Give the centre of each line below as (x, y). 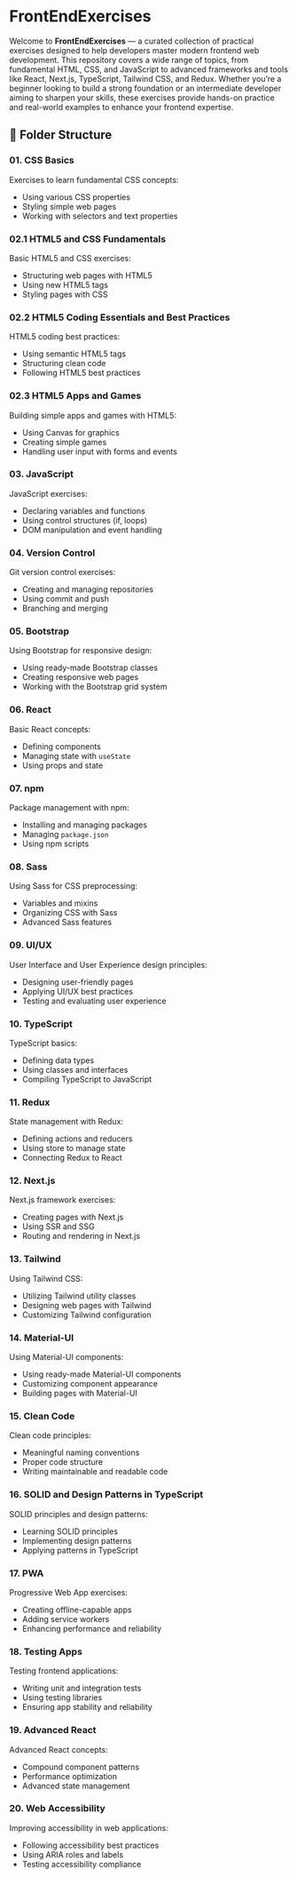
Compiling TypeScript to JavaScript (87, 1079)
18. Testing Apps (46, 1651)
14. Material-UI (42, 1338)
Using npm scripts (55, 843)
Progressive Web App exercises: (69, 1592)
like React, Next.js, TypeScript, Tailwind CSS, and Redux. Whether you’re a (145, 78)
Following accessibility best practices (90, 1845)
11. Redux (30, 1102)
